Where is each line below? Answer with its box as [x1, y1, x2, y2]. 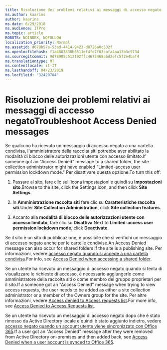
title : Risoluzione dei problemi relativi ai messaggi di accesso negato [5, 7, 162, 13]
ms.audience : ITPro [5, 26, 46, 31]
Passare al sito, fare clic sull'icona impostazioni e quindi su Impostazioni [12, 179, 162, 185]
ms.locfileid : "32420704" [5, 73, 59, 78]
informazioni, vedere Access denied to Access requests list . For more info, [5, 297, 157, 303]
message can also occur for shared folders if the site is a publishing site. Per [5, 245, 163, 251]
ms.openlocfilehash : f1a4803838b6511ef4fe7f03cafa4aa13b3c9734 [5, 49, 140, 54]
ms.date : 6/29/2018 [5, 21, 46, 27]
